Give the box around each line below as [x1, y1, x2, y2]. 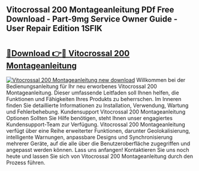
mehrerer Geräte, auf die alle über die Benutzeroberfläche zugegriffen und [6, 140, 191, 147]
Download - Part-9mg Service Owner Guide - [6, 14, 178, 25]
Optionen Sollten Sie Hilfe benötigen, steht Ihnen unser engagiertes [6, 115, 173, 121]
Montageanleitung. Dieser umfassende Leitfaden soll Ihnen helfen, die [6, 89, 179, 96]
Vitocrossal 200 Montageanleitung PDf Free [6, 5, 174, 15]
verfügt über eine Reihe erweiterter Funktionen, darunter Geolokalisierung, [6, 127, 191, 134]
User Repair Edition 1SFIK [6, 23, 103, 33]
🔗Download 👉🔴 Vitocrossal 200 [6, 48, 130, 59]
